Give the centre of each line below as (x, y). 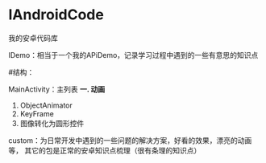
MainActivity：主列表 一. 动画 (57, 89)
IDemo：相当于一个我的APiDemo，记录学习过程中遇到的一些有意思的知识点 (133, 55)
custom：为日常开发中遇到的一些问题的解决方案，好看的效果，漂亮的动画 (130, 140)
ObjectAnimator (46, 105)
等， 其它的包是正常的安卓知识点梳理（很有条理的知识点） (105, 150)
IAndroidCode (56, 15)
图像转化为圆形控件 (52, 123)
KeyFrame (37, 113)
